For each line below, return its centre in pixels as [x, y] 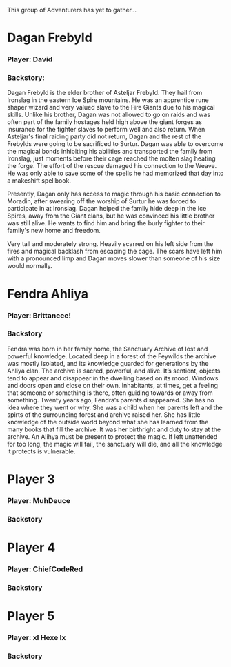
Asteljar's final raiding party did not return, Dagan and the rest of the [104, 136]
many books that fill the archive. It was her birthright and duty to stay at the [114, 429]
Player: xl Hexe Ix [37, 637]
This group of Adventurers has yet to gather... [72, 10]
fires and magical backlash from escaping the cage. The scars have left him [115, 252]
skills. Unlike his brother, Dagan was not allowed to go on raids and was [109, 115]
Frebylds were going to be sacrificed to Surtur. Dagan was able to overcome [115, 144]
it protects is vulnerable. [41, 451]
